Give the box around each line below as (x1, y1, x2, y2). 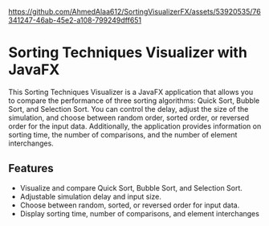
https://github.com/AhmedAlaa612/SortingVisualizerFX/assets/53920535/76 (8, 7, 261, 16)
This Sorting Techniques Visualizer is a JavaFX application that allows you (8, 87, 254, 97)
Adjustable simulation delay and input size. (19, 191, 162, 201)
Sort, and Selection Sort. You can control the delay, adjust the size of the (8, 104, 249, 113)
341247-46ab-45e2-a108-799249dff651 (8, 15, 142, 25)
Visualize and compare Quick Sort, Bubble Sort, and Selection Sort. (19, 183, 243, 192)
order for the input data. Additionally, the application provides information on (8, 121, 262, 131)
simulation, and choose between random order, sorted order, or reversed (8, 113, 250, 122)
